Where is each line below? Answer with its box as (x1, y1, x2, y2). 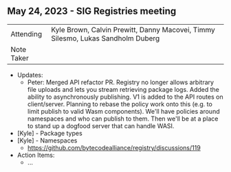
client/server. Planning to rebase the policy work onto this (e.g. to (27, 99, 213, 108)
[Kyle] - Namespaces (16, 136, 78, 145)
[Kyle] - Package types (16, 129, 82, 137)
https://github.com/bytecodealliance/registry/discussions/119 (27, 143, 201, 151)
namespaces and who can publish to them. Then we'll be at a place (27, 114, 219, 123)
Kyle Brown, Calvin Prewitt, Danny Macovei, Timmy (51, 25, 215, 34)
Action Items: (16, 151, 55, 159)
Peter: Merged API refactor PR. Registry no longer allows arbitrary (27, 78, 214, 86)
